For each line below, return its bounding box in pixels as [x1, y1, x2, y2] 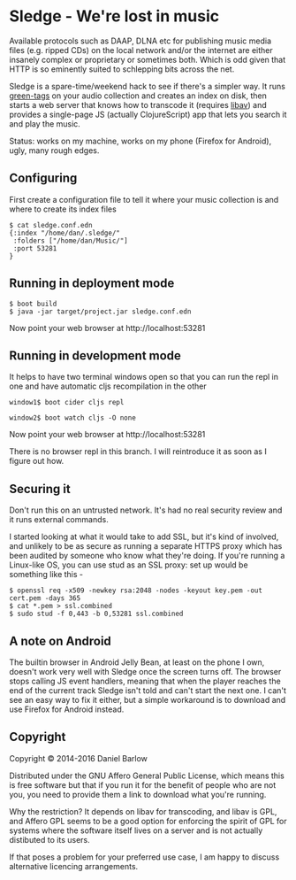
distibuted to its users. [9, 834, 90, 845]
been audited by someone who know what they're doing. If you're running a [9, 551, 285, 561]
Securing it [9, 481, 71, 497]
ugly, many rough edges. [9, 144, 100, 156]
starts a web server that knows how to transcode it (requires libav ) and [9, 99, 267, 110]
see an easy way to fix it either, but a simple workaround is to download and [9, 695, 286, 705]
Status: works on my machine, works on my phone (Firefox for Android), [9, 135, 272, 146]
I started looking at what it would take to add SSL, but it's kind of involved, [9, 531, 279, 542]
